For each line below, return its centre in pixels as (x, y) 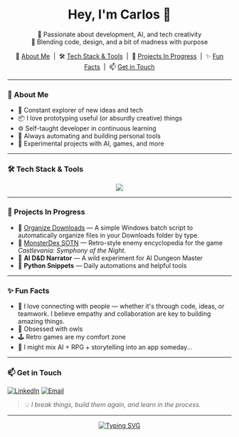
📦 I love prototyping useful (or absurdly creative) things (100, 118)
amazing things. (41, 322)
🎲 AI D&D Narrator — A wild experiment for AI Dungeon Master (110, 258)
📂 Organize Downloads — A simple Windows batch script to (105, 227)
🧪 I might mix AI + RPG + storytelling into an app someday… (105, 347)
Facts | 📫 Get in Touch (119, 66)
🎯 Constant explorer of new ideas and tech (80, 110)
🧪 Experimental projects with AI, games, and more (91, 144)
